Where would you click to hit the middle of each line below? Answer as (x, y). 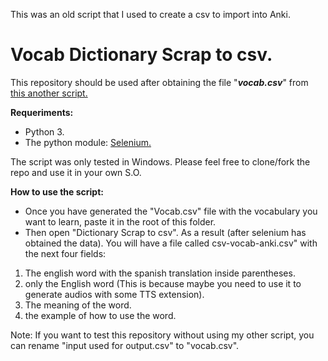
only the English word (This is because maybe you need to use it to (163, 283)
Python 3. (44, 131)
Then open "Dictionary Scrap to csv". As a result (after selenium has (165, 232)
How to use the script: (57, 191)
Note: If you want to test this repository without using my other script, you (162, 335)
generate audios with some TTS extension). (114, 294)
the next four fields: (65, 253)
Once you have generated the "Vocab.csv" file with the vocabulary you (171, 211)
